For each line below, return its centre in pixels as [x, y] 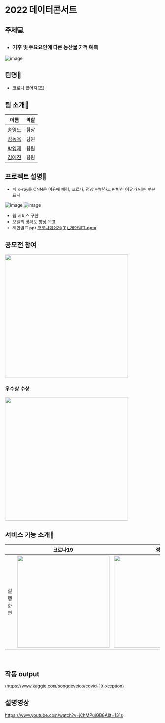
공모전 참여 [21, 245]
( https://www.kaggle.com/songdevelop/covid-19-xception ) [65, 686]
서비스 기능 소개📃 [29, 535]
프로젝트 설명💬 [26, 176]
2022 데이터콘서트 [41, 10]
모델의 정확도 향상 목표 [34, 222]
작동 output [22, 674]
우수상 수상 [17, 389]
